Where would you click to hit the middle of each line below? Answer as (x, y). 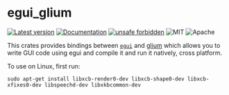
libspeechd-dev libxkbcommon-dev (92, 85)
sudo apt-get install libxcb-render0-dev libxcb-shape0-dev (96, 79)
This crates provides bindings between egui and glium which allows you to (114, 45)
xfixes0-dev (24, 85)
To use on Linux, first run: (44, 66)
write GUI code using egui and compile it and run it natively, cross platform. (115, 53)
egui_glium (40, 13)
